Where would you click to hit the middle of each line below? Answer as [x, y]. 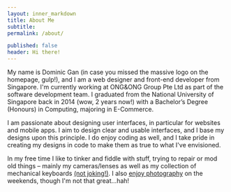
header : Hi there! [34, 52]
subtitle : [22, 27]
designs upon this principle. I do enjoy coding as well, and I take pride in [111, 138]
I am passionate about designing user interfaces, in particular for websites [114, 123]
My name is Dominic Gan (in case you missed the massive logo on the [108, 72]
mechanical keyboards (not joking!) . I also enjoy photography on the [105, 173]
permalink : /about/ [36, 33]
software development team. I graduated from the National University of [111, 94]
